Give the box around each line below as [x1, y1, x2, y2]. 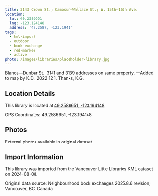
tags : [5, 30, 16, 35]
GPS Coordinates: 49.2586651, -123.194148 [5, 112, 92, 118]
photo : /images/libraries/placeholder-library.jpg [5, 57, 110, 62]
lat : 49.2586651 [9, 16, 42, 21]
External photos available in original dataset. [5, 139, 94, 144]
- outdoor [9, 39, 29, 44]
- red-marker [9, 48, 36, 53]
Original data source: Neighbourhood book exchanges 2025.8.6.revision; [5, 180, 151, 186]
